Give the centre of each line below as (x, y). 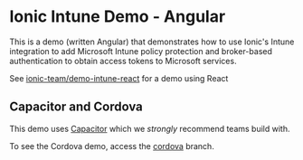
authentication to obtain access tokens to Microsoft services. (123, 61)
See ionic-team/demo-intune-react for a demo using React (119, 78)
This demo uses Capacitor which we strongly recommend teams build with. (150, 128)
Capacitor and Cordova (76, 107)
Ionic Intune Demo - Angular (118, 17)
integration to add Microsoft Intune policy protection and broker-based (141, 51)
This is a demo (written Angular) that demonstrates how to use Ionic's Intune (152, 42)
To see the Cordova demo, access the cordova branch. (112, 146)
